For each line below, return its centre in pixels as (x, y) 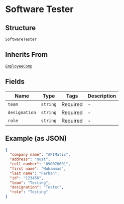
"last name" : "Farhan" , (34, 173)
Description (102, 95)
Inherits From (27, 55)
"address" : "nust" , (30, 159)
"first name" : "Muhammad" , (38, 169)
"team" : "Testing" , (30, 183)
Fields (15, 82)
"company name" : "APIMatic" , (40, 155)
